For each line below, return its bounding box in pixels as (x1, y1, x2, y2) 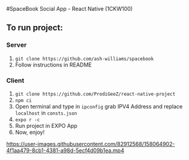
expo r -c (15, 116, 41, 123)
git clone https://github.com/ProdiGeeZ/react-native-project (15, 91, 176, 97)
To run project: (6, 22, 64, 33)
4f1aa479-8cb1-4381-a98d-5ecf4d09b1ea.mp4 (6, 147, 124, 154)
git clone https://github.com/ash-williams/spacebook (15, 56, 154, 62)
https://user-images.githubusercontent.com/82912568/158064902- (6, 140, 176, 147)
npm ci (15, 97, 32, 104)
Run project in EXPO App (15, 122, 78, 129)
